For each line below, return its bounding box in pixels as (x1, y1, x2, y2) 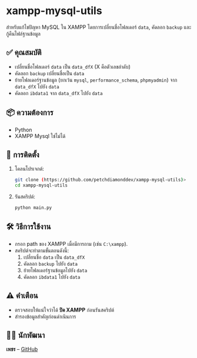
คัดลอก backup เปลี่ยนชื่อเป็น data (14, 69, 85, 77)
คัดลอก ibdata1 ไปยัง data (23, 273, 81, 280)
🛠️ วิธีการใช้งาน (6, 222, 51, 232)
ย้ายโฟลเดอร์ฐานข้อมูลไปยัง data (23, 266, 88, 273)
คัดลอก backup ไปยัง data (23, 260, 78, 267)
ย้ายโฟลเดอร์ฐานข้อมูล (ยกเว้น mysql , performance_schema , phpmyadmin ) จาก (14, 76, 178, 83)
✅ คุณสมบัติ (6, 48, 42, 58)
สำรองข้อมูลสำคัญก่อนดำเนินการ (14, 313, 76, 320)
